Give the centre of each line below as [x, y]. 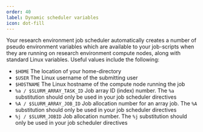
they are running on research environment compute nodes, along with [93, 53]
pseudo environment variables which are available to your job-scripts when [100, 47]
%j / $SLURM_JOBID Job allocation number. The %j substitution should [101, 116]
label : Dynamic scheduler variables [52, 18]
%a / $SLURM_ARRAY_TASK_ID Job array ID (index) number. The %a [95, 91]
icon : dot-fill [25, 23]
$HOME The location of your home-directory [68, 71]
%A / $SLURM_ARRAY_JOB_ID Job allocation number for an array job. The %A [106, 104]
